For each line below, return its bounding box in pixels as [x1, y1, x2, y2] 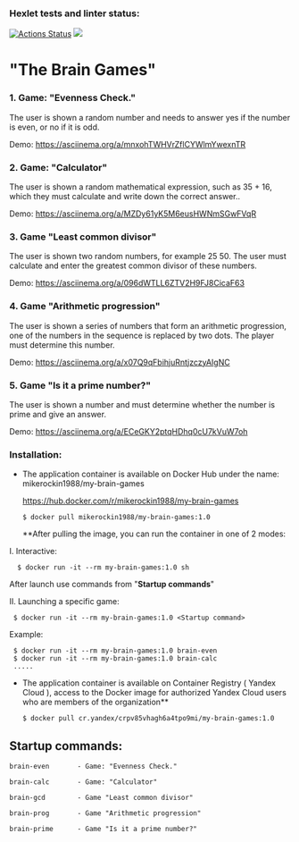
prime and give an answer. [9, 408, 107, 419]
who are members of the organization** [21, 696, 170, 708]
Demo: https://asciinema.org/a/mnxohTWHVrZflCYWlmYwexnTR [9, 139, 246, 149]
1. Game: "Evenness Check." [9, 92, 137, 105]
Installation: [9, 448, 62, 460]
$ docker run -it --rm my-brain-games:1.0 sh [17, 563, 190, 572]
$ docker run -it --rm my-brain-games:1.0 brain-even [12, 646, 218, 655]
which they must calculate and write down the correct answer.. [9, 191, 241, 202]
